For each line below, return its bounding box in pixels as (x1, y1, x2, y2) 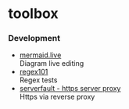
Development (8, 33, 61, 44)
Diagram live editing (19, 59, 84, 68)
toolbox (8, 5, 59, 23)
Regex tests (19, 75, 58, 85)
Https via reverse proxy (19, 92, 95, 102)
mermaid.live (19, 50, 62, 60)
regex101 (19, 67, 48, 77)
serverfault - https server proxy (19, 84, 121, 93)
